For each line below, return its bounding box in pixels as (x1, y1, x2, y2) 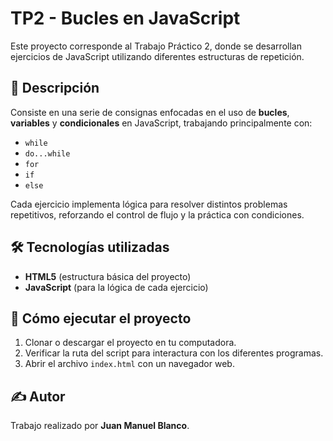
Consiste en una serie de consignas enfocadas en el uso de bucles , (10, 106, 290, 118)
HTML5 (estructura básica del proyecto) (24, 270, 192, 282)
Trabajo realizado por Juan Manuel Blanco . (10, 420, 190, 432)
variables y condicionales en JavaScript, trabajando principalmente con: (10, 117, 313, 129)
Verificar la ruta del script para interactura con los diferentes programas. (24, 347, 324, 359)
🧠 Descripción (10, 80, 100, 97)
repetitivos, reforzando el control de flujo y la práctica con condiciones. (10, 208, 305, 221)
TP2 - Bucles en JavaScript (10, 7, 241, 30)
